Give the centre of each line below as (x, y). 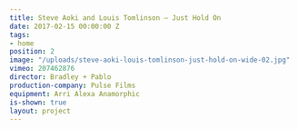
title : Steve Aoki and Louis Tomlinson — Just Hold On (115, 18)
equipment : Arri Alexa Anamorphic (75, 94)
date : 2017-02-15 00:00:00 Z (65, 26)
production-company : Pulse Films (73, 85)
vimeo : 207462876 (42, 69)
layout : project (40, 111)
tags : (20, 35)
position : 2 (32, 52)
